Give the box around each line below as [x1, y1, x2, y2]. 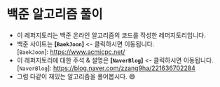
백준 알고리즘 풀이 [6, 6, 103, 22]
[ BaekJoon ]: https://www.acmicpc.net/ [16, 47, 125, 56]
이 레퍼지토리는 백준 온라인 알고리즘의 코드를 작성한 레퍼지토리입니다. [16, 31, 206, 39]
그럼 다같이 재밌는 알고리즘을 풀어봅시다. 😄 [16, 72, 136, 81]
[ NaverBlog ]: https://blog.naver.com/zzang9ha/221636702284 [16, 64, 195, 72]
